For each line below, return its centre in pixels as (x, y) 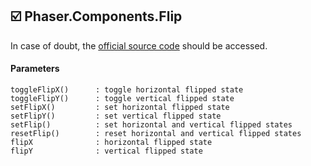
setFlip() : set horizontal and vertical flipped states (151, 125)
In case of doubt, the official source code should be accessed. (139, 45)
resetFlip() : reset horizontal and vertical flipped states (156, 134)
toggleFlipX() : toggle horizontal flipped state (127, 90)
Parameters (35, 69)
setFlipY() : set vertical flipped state (116, 116)
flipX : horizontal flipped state (111, 143)
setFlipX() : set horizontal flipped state (120, 108)
